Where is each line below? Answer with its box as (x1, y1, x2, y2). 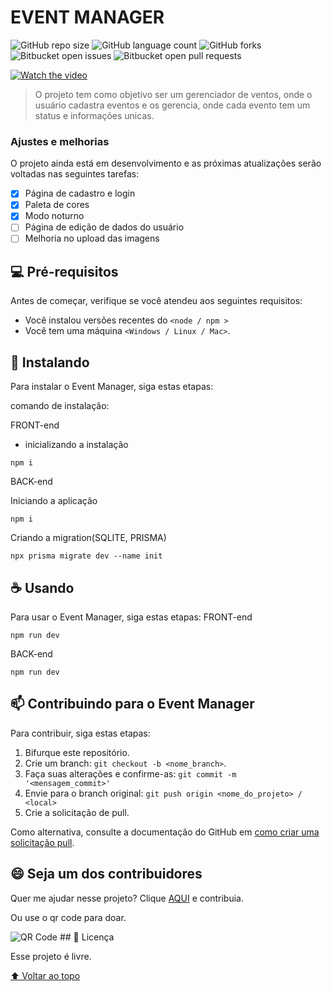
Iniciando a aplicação (10, 495, 98, 507)
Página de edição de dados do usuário (24, 221, 185, 233)
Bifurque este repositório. (24, 746, 130, 758)
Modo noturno (24, 210, 85, 222)
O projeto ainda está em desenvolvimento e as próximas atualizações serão (10, 157, 322, 170)
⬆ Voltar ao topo (10, 969, 81, 981)
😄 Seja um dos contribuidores (10, 866, 203, 883)
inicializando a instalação (24, 439, 129, 451)
